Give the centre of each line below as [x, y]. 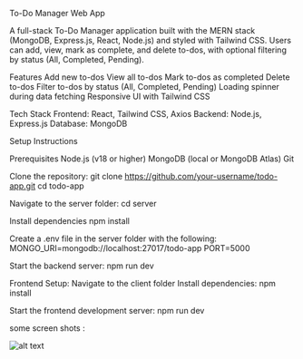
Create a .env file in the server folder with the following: [113, 238]
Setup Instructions [44, 141]
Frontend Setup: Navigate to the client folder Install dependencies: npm [143, 283]
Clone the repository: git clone [66, 176]
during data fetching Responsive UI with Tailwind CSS [110, 96]
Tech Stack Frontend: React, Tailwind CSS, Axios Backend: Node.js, [136, 114]
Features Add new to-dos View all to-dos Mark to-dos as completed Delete [150, 77]
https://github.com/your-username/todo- [201, 176]
